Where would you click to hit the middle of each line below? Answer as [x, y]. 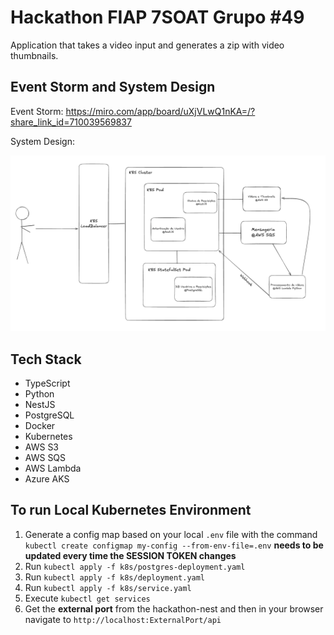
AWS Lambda [53, 468]
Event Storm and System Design [113, 87]
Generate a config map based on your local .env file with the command [171, 534]
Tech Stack [46, 359]
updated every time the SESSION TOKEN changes [130, 555]
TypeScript [47, 383]
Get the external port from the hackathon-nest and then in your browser [174, 608]
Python [39, 394]
